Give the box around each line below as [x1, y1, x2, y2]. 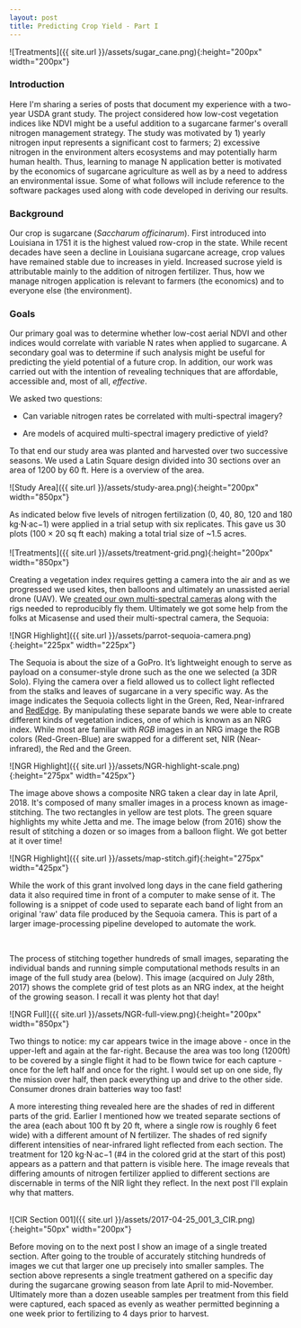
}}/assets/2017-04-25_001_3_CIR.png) [114, 1215, 256, 1225]
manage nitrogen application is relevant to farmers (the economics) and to [9, 276, 285, 286]
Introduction [9, 78, 65, 91]
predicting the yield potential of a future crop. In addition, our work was [9, 357, 273, 367]
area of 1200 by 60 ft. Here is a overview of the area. [9, 465, 205, 475]
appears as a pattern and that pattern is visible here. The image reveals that [9, 1159, 290, 1170]
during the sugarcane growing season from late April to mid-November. [9, 1279, 274, 1290]
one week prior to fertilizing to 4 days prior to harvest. [9, 1308, 209, 1319]
